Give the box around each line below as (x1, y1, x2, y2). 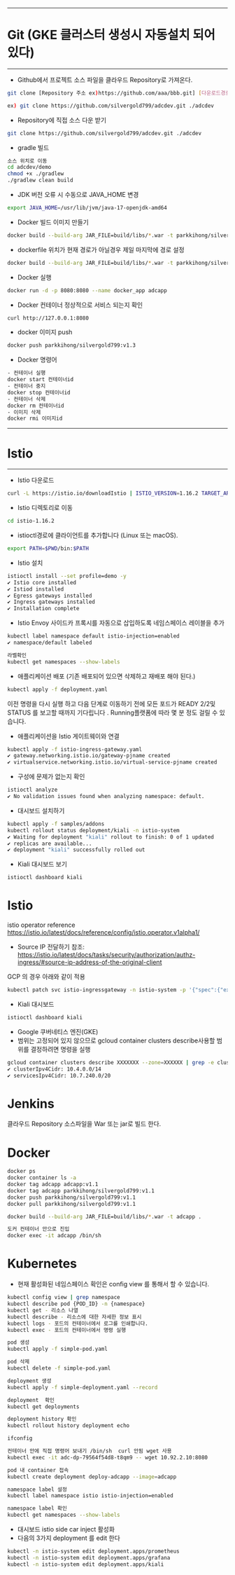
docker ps (7, 1168, 36, 1175)
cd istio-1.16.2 (7, 518, 55, 525)
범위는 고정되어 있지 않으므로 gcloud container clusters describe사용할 (17, 1036, 215, 1045)
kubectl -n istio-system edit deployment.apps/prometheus (7, 1548, 180, 1555)
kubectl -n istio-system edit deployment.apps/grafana (7, 1554, 171, 1561)
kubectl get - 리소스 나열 (7, 1307, 79, 1314)
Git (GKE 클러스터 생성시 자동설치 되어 (7, 27, 215, 43)
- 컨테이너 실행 (7, 369, 46, 377)
